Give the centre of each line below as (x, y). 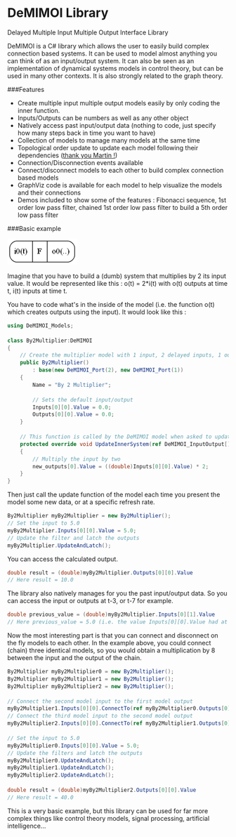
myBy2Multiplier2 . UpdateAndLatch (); (61, 775)
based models (38, 178)
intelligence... (27, 826)
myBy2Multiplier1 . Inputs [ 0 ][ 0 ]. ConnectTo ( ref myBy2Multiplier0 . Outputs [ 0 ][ (120, 709)
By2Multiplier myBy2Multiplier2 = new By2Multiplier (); (91, 686)
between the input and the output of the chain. (74, 658)
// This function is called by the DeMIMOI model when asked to (116, 437)
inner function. (39, 110)
